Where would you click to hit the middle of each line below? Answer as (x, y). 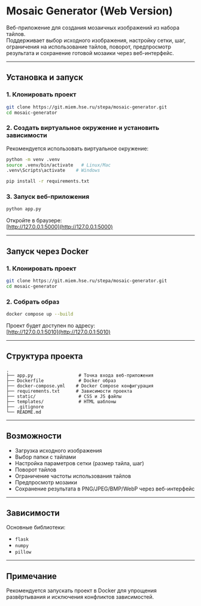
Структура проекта (45, 357)
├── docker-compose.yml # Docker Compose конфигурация (80, 386)
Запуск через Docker (48, 251)
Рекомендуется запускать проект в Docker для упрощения (82, 590)
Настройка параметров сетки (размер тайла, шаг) (80, 463)
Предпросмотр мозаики (46, 482)
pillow (23, 552)
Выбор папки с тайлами (45, 457)
